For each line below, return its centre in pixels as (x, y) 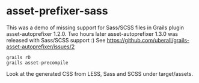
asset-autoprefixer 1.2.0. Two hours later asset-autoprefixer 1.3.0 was (92, 33)
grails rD (19, 57)
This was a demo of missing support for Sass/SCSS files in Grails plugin (95, 27)
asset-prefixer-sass (57, 11)
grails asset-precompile (37, 63)
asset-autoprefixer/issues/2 (41, 47)
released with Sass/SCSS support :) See (56, 40)
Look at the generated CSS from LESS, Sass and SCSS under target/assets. (100, 73)
